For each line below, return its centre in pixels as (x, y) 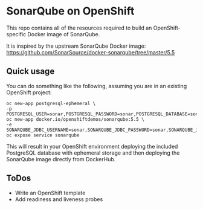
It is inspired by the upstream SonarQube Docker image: (76, 46)
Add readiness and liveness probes (59, 199)
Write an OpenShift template (50, 193)
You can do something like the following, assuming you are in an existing (97, 86)
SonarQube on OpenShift (70, 11)
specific (16, 34)
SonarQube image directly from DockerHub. (61, 159)
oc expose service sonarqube (43, 135)
